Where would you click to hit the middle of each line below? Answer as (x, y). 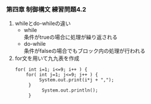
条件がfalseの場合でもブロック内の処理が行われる (84, 51)
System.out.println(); (70, 90)
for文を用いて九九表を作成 (47, 58)
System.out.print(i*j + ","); (77, 80)
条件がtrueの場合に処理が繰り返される (70, 37)
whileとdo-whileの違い (43, 23)
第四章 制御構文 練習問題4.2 (46, 9)
